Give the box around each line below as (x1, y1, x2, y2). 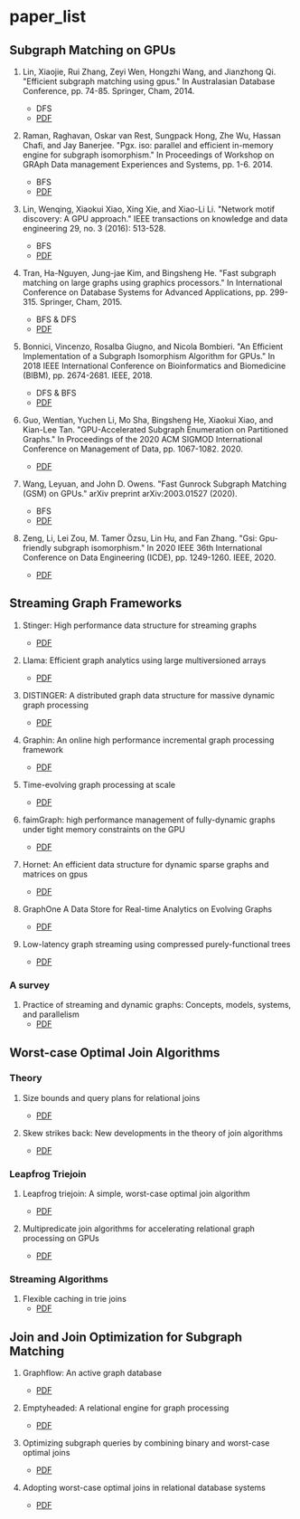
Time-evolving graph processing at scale (22, 779, 176, 790)
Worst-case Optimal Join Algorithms (9, 1045, 220, 1060)
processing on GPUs (22, 1233, 99, 1244)
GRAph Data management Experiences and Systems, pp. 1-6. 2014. (22, 159, 274, 169)
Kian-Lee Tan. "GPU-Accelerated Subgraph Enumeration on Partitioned (22, 424, 289, 435)
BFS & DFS (35, 314, 77, 325)
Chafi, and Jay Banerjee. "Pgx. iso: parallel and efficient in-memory (22, 140, 274, 150)
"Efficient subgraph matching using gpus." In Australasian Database (22, 76, 276, 87)
